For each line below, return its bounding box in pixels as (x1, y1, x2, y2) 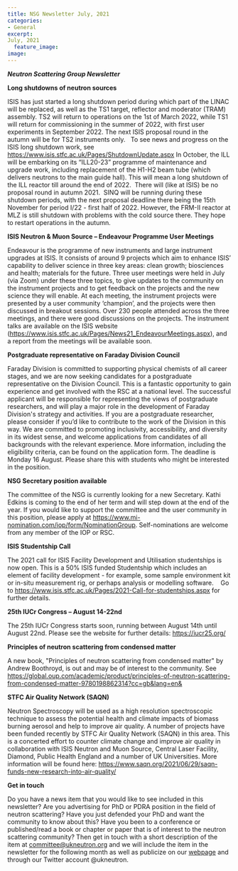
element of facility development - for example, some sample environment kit (7, 570, 231, 579)
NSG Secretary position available (7, 476, 107, 485)
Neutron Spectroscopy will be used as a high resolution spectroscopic (7, 706, 213, 715)
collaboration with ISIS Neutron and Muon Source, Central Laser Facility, (7, 744, 219, 753)
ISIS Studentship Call (7, 542, 71, 551)
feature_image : (13, 43, 59, 51)
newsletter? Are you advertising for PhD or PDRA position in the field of (7, 802, 216, 810)
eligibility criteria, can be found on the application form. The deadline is (7, 447, 216, 456)
